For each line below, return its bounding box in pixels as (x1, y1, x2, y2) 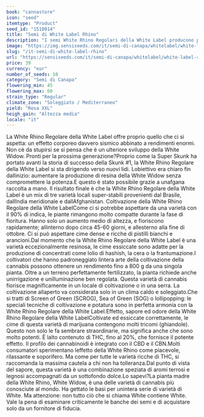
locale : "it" (6, 116, 39, 122)
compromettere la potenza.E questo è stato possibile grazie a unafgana (6, 178, 185, 186)
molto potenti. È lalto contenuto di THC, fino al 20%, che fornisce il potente (6, 334, 194, 341)
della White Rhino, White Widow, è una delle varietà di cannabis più (6, 379, 174, 387)
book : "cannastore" (6, 9, 56, 15)
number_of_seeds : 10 (6, 71, 59, 77)
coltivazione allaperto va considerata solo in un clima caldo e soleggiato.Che (6, 289, 198, 296)
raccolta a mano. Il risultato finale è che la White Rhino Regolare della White (6, 185, 195, 192)
